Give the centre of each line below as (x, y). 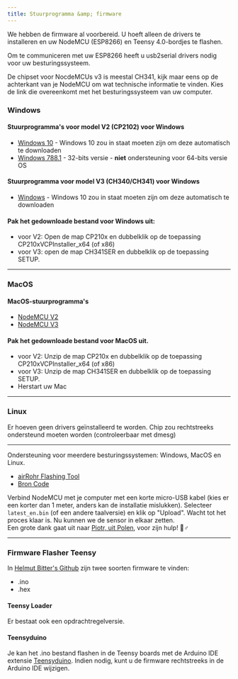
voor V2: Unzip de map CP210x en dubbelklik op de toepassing (110, 357)
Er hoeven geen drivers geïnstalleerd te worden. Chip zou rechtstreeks (110, 427)
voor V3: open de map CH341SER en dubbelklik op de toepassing (113, 252)
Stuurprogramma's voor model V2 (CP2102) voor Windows (96, 127)
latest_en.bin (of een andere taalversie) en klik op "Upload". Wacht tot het (117, 512)
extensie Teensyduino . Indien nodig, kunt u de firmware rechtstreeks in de (116, 661)
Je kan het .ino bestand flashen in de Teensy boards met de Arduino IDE (113, 653)
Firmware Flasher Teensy (52, 552)
